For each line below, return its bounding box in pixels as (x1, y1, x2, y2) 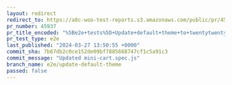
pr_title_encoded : (6, 29, 60, 36)
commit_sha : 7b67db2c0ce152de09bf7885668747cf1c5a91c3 (6, 49, 168, 56)
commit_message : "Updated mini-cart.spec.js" (6, 55, 140, 62)
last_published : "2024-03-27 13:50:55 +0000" (6, 42, 140, 49)
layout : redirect (6, 10, 57, 17)
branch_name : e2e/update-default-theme (6, 61, 122, 68)
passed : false (6, 67, 48, 74)
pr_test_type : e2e (6, 36, 60, 42)
